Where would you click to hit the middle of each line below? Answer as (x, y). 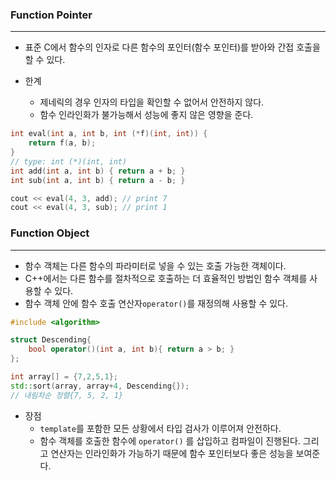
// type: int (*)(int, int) (69, 161)
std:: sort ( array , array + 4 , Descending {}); (100, 386)
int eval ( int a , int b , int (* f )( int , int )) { (109, 134)
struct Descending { (51, 340)
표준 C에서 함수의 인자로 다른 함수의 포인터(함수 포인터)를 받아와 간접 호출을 (172, 47)
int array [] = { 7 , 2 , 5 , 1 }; (64, 377)
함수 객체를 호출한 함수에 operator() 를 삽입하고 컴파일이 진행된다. (170, 440)
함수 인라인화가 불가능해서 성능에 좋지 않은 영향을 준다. (146, 115)
